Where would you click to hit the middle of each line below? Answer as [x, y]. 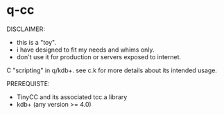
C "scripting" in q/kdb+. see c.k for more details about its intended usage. [112, 70]
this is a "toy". [36, 42]
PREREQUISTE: [28, 83]
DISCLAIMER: [26, 29]
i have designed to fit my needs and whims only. [85, 50]
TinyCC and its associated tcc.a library [72, 97]
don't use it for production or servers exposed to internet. [99, 56]
